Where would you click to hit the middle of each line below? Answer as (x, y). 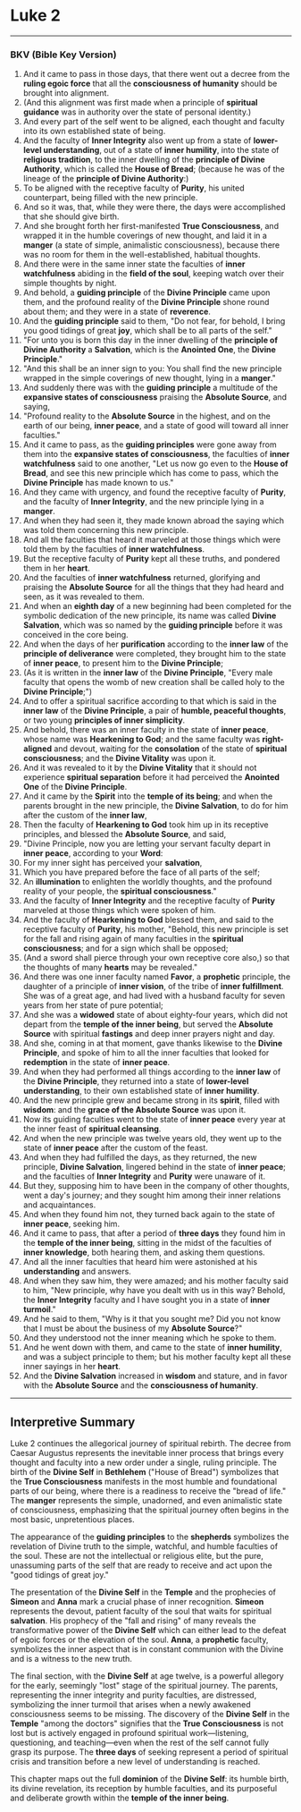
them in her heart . (56, 568)
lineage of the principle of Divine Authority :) (106, 179)
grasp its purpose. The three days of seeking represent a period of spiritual (149, 1752)
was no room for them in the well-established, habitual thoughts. (142, 255)
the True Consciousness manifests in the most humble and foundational (144, 1482)
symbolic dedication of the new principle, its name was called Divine (150, 616)
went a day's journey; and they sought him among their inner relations (152, 1196)
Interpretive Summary (73, 1422)
